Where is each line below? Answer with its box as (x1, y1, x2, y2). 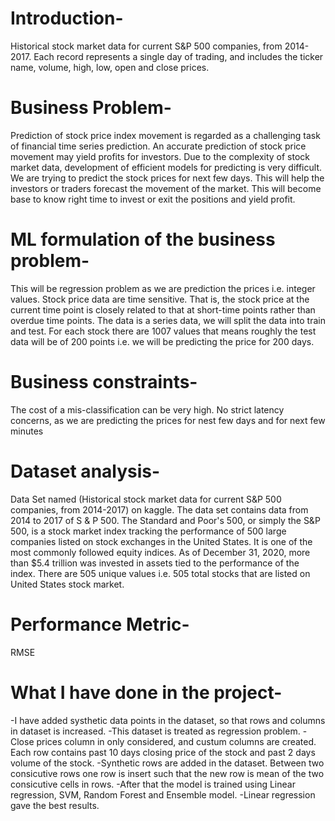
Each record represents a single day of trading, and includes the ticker (33, 50, 324, 62)
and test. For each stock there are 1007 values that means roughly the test (10, 325, 317, 337)
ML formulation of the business (10, 228, 276, 251)
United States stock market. (10, 578, 125, 590)
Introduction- (10, 7, 124, 30)
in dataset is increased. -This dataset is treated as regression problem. (10, 725, 301, 737)
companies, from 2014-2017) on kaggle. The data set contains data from (10, 503, 309, 516)
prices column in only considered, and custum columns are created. (36, 735, 317, 747)
